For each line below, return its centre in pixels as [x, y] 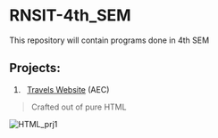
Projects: [35, 68]
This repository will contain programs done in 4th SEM [109, 40]
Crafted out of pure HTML [79, 107]
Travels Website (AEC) [68, 89]
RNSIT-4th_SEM [70, 16]
